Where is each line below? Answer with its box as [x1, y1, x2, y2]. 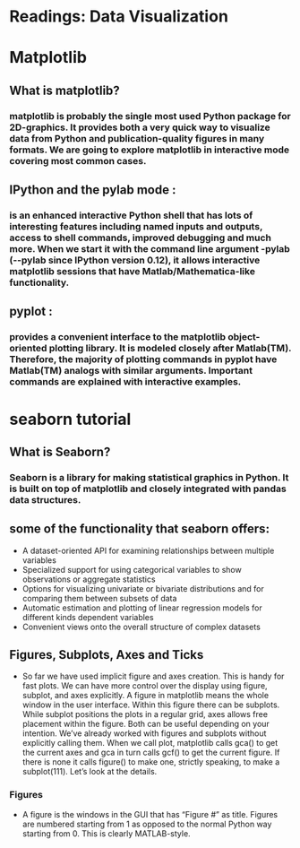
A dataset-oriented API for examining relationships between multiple [21, 545, 275, 556]
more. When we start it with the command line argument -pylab [9, 243, 291, 255]
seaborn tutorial [9, 409, 132, 429]
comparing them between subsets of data [21, 593, 177, 603]
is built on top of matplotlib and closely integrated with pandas [9, 482, 287, 495]
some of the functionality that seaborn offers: [9, 522, 270, 537]
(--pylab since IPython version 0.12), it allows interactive [9, 254, 261, 266]
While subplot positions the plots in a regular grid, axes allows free [21, 709, 269, 720]
